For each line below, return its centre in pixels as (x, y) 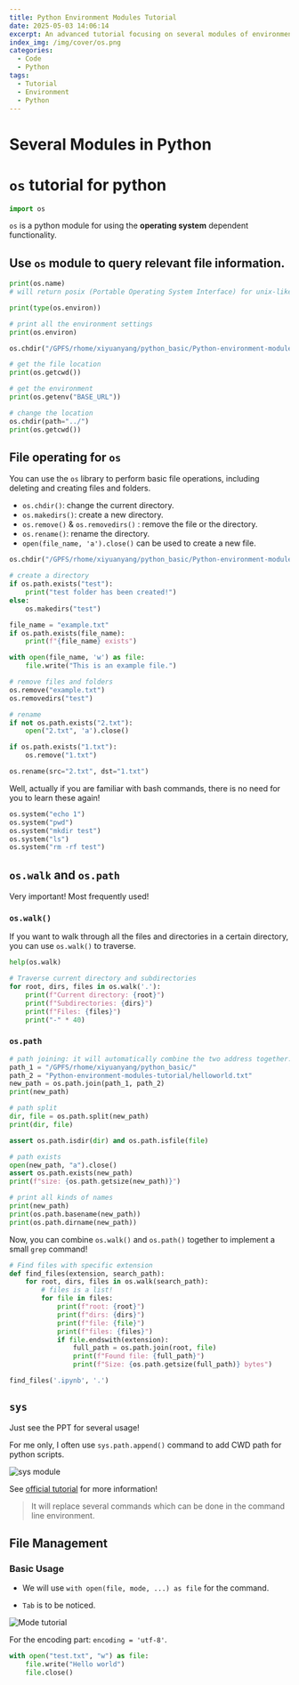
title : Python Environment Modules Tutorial (93, 17)
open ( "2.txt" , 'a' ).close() (77, 731)
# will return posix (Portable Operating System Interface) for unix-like (151, 292)
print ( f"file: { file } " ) (101, 1323)
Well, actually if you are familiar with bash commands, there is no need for (145, 788)
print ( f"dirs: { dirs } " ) (101, 1315)
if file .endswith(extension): (113, 1340)
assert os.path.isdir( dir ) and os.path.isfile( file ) (109, 1140)
